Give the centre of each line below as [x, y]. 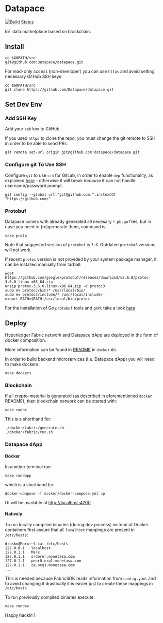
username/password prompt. [34, 185]
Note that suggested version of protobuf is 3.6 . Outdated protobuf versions [80, 245]
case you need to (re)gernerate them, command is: [56, 227]
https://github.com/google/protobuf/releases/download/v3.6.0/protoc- [78, 278]
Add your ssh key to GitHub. [33, 129]
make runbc [16, 410]
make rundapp [18, 476]
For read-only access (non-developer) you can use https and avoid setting [80, 71]
